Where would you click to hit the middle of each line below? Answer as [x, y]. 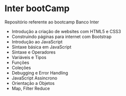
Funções [21, 62]
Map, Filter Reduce [31, 88]
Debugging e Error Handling [40, 73]
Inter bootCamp [37, 9]
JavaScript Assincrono [34, 78]
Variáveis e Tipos [29, 57]
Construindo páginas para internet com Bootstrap [62, 37]
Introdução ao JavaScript [37, 41]
